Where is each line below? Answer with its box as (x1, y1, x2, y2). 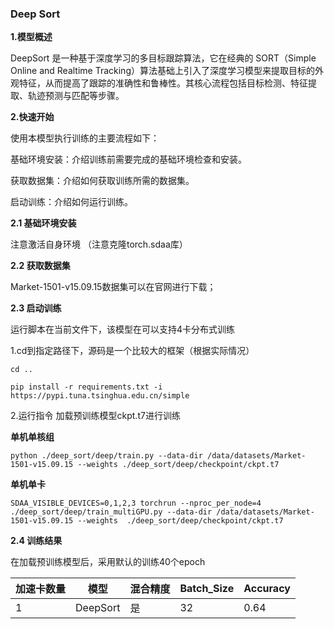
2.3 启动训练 (10, 302, 62, 314)
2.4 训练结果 (10, 535, 63, 547)
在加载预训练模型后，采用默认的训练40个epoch (10, 556, 206, 568)
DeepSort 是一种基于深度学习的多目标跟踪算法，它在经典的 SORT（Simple (10, 52, 317, 64)
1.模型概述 (10, 31, 53, 43)
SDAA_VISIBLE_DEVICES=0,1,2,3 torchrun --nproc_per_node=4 (10, 498, 262, 509)
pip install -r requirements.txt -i (10, 382, 163, 392)
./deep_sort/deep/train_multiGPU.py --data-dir (10, 507, 213, 517)
